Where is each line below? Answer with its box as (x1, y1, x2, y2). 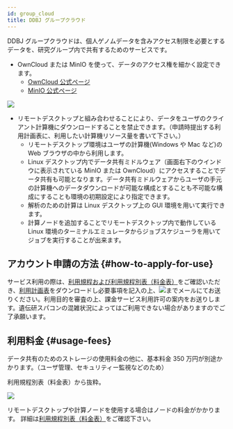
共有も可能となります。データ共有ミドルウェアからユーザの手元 (40, 175, 223, 183)
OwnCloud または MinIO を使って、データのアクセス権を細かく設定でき (17, 60, 221, 68)
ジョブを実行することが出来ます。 (27, 236, 125, 244)
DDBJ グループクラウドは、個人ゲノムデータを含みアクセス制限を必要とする (7, 36, 225, 45)
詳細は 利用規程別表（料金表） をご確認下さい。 (20, 414, 155, 423)
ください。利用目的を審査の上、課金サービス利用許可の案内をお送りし (13, 295, 214, 303)
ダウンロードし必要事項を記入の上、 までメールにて (55, 286, 209, 295)
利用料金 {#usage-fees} (7, 334, 112, 346)
